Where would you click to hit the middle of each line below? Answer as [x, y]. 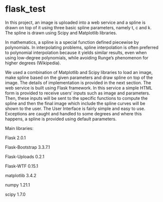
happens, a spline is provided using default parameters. [61, 119]
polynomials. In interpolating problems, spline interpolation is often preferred [82, 47]
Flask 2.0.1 [15, 138]
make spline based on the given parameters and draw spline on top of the [79, 77]
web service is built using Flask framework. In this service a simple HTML [79, 88]
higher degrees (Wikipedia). [33, 63]
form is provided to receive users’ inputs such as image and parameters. [78, 93]
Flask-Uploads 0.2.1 [25, 156]
